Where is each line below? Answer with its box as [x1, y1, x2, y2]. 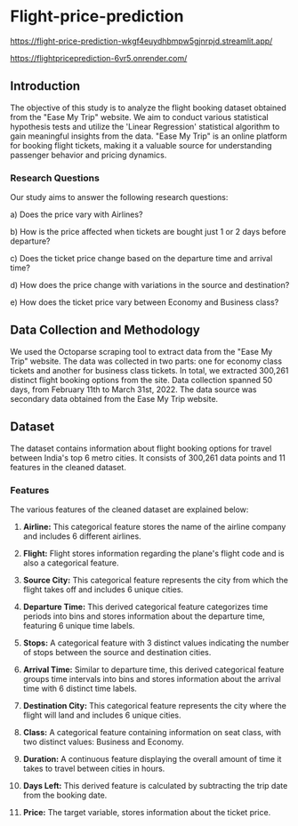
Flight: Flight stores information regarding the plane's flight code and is [22, 548, 285, 558]
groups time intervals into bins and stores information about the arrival [22, 673, 281, 684]
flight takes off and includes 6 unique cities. [22, 584, 184, 595]
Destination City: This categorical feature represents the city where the [22, 700, 287, 710]
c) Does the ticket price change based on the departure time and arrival [10, 253, 273, 264]
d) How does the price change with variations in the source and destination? [10, 280, 290, 291]
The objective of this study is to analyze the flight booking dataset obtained [10, 102, 287, 113]
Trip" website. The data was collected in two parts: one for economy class [10, 356, 283, 366]
